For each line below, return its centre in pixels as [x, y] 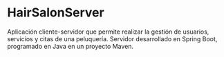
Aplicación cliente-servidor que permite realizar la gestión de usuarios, [108, 32]
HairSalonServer [56, 13]
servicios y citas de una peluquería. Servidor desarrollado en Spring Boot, [112, 38]
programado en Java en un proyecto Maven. [70, 46]
